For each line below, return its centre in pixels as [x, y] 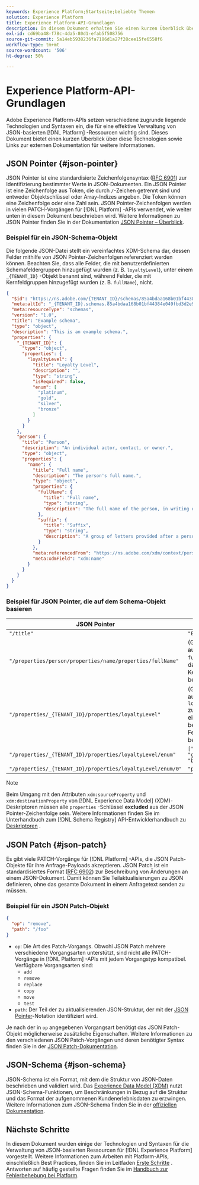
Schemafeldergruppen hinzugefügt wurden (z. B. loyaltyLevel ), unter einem [99, 269]
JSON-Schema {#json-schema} [66, 1065]
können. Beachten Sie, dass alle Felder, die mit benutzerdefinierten [88, 263]
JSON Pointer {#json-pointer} [62, 163]
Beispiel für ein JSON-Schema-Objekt [62, 237]
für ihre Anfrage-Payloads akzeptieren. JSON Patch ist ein [97, 866]
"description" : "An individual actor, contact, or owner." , [97, 448]
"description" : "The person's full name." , [87, 476]
